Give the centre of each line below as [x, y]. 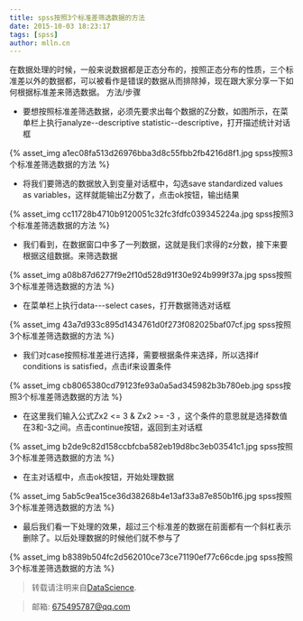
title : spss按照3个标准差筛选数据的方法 [78, 18]
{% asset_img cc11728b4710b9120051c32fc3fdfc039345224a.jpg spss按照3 [151, 214]
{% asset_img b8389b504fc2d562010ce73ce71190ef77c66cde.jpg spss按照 [151, 557]
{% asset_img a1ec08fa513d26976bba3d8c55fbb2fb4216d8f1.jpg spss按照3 [151, 153]
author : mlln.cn [40, 43]
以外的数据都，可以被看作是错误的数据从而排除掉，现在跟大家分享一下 [155, 81]
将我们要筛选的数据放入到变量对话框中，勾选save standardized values [153, 184]
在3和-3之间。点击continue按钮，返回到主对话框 [112, 427]
